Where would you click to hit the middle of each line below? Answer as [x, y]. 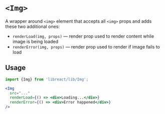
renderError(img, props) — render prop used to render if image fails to [86, 46]
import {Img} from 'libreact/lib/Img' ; [47, 79]
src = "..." [20, 93]
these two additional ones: [33, 26]
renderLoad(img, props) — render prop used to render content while [83, 36]
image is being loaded [35, 41]
